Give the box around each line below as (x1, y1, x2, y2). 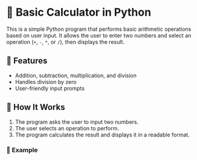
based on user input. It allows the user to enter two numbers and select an (6, 31, 192, 39)
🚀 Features (6, 56, 48, 66)
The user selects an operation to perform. (15, 124, 119, 132)
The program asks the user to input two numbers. (15, 118, 139, 126)
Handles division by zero (15, 78, 77, 85)
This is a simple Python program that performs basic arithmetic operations (6, 25, 192, 33)
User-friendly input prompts (15, 85, 85, 92)
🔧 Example (6, 146, 38, 155)
